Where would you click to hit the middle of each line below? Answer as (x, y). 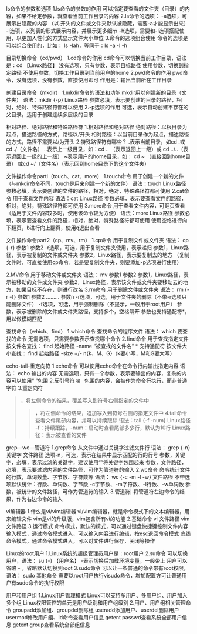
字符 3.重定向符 (25, 388)
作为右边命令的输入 (39, 499)
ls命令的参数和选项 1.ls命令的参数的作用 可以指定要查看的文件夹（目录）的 (96, 9)
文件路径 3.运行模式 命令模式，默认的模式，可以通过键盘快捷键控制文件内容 (97, 526)
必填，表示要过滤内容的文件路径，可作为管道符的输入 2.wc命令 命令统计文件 (98, 470)
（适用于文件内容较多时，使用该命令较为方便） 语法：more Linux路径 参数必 (98, 213)
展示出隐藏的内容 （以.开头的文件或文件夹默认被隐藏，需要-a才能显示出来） (98, 23)
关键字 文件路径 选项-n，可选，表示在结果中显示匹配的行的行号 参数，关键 (96, 455)
